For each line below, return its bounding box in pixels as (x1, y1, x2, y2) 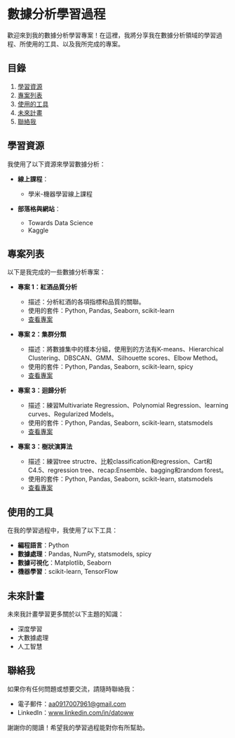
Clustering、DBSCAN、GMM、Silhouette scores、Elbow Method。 (27, 354, 222, 362)
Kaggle (27, 226, 49, 234)
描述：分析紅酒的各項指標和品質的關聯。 (27, 297, 145, 306)
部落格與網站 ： (17, 204, 61, 213)
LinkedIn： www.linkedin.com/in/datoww (17, 708, 135, 716)
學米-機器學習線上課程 (27, 189, 93, 198)
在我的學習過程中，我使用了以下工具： (7, 526, 118, 535)
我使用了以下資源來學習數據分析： (7, 159, 106, 168)
